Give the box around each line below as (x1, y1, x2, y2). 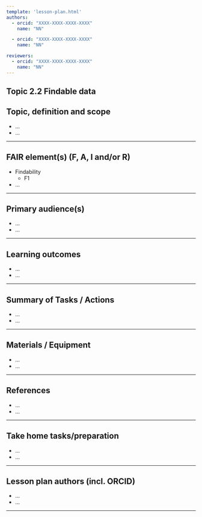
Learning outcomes (6, 249, 81, 259)
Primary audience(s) (6, 204, 85, 214)
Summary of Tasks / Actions (6, 295, 115, 305)
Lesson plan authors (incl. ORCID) (6, 476, 135, 486)
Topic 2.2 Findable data (6, 87, 96, 97)
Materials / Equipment (6, 340, 91, 350)
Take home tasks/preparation (6, 431, 119, 441)
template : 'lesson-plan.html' (6, 8, 82, 15)
